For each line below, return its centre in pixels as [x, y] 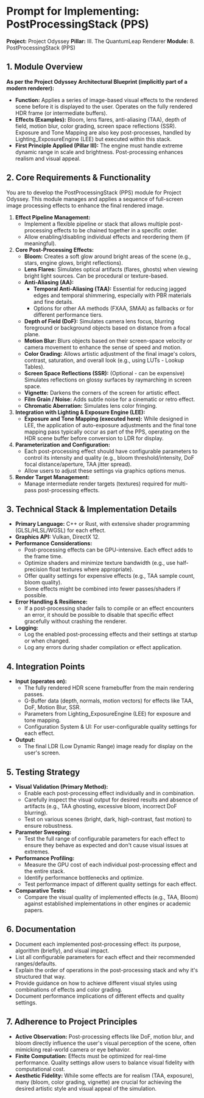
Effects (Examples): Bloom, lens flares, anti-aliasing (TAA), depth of [101, 119]
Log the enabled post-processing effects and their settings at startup [111, 635]
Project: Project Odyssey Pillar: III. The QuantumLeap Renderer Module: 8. [100, 41]
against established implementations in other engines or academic [107, 904]
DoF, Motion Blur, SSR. [52, 707]
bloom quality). [43, 583]
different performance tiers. [68, 315]
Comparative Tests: [40, 890]
